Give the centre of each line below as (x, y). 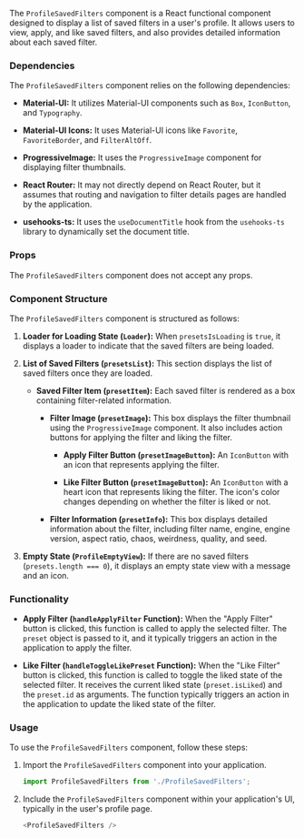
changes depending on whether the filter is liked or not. (167, 501)
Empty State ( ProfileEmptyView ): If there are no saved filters (136, 556)
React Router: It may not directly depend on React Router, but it (142, 185)
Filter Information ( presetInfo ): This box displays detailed (158, 519)
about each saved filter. (54, 42)
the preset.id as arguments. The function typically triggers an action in (156, 694)
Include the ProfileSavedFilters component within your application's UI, (158, 799)
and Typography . (53, 113)
